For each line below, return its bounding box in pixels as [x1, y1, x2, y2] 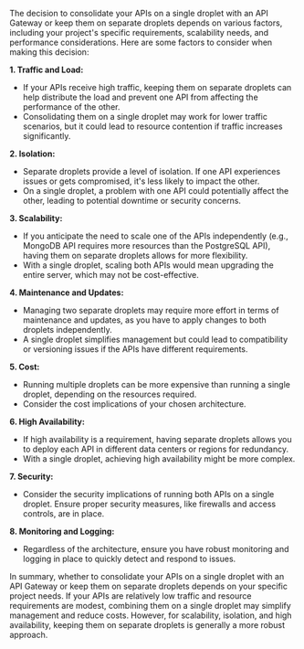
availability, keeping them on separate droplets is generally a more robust [9, 620, 286, 630]
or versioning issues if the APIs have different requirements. [22, 344, 248, 355]
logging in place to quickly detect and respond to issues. [22, 553, 236, 564]
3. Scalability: [9, 213, 63, 223]
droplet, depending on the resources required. [22, 388, 197, 399]
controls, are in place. [22, 508, 105, 519]
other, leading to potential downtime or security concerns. [22, 196, 242, 206]
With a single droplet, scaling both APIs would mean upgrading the [22, 260, 274, 271]
